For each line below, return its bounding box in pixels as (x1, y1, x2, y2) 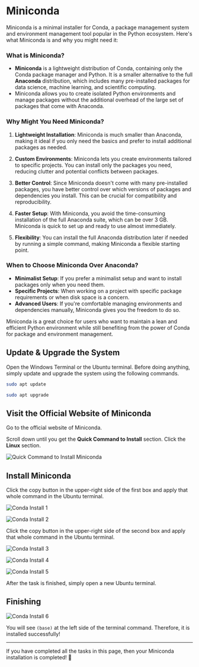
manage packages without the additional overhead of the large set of (14, 96, 184, 103)
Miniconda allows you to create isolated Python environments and (14, 90, 176, 97)
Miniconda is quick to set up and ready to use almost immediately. (14, 222, 176, 229)
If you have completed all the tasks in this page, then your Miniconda (6, 647, 175, 655)
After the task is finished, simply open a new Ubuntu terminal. (6, 580, 157, 587)
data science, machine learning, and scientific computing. (14, 84, 156, 91)
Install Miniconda (6, 470, 71, 481)
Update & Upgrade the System (6, 347, 120, 358)
